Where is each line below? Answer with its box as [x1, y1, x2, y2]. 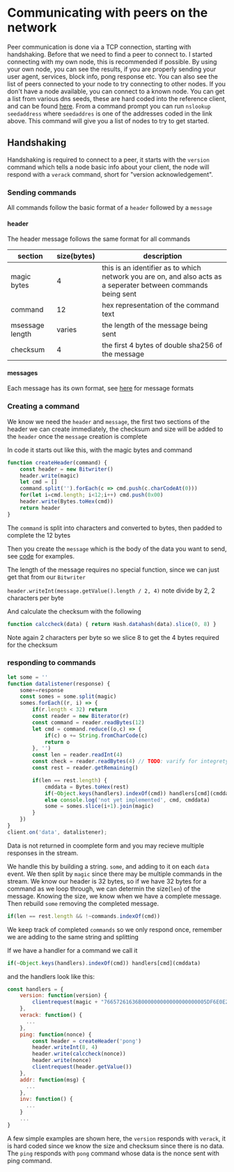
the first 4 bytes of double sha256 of [102, 341, 223, 350]
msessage [10, 320, 45, 330]
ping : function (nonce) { [19, 1031, 92, 1038]
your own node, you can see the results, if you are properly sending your [7, 65, 217, 73]
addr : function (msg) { [19, 1076, 86, 1084]
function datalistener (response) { [7, 680, 111, 687]
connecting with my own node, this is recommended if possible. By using [7, 57, 217, 65]
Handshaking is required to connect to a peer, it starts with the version [7, 155, 210, 164]
